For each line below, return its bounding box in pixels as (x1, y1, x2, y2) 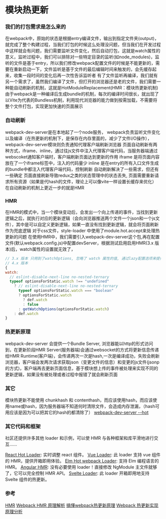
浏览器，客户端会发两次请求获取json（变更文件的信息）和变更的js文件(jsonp (5, 359, 160, 365)
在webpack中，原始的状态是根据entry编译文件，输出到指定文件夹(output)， (5, 36, 159, 41)
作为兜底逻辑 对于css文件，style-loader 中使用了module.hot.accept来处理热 (5, 228, 160, 234)
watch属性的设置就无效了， (19, 246, 76, 252)
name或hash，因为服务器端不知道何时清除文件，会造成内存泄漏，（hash (9, 403, 156, 409)
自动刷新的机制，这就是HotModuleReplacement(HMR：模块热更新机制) (13, 85, 159, 91)
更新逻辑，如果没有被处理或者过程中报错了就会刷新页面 (5, 371, 118, 377)
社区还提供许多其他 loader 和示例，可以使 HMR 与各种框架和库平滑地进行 (5, 435, 154, 441)
